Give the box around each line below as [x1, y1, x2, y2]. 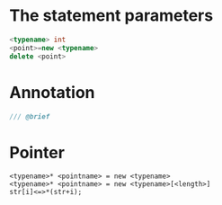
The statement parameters [9, 5, 214, 26]
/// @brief [9, 111, 50, 121]
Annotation [9, 82, 96, 102]
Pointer [9, 142, 66, 163]
